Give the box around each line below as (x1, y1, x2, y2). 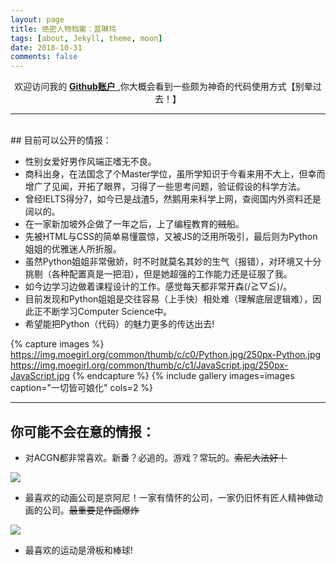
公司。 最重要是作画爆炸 (42, 504, 140, 516)
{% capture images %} (10, 338, 105, 350)
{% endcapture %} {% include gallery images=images (71, 370, 295, 382)
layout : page (10, 14, 65, 25)
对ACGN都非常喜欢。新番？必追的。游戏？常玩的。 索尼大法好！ (24, 451, 288, 463)
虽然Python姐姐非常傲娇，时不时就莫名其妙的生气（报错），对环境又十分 (24, 256, 322, 268)
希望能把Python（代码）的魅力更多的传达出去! (24, 318, 215, 330)
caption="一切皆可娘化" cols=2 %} (10, 382, 154, 394)
